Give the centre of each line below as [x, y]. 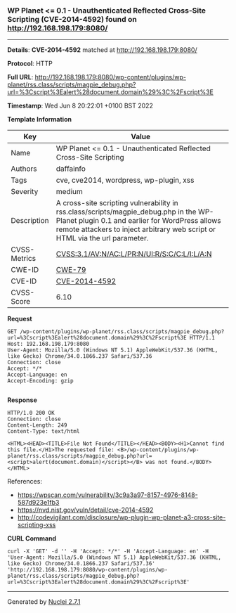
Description [30, 221]
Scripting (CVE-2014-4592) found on [72, 19]
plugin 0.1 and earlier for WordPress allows [150, 221]
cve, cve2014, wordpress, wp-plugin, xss [125, 180]
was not [157, 463]
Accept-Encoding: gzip [40, 381]
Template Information [40, 120]
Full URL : [20, 77]
